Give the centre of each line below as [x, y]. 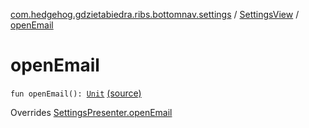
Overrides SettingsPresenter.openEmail [91, 112]
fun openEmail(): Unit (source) [76, 93]
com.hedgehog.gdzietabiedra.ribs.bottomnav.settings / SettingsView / [155, 14]
